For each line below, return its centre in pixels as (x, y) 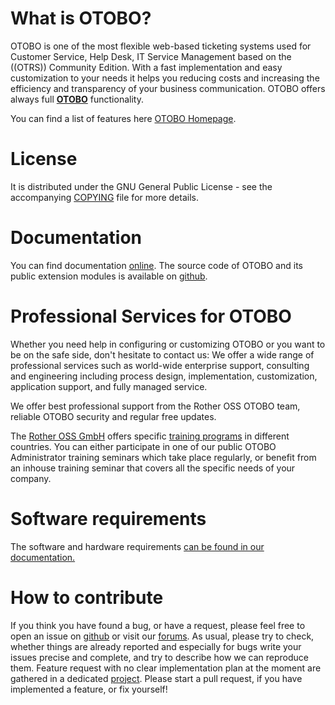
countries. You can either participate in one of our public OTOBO (143, 446)
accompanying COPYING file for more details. (104, 197)
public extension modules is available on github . (109, 276)
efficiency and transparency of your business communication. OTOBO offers (168, 88)
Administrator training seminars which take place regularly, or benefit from (163, 457)
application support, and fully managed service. (109, 386)
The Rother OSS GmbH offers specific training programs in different (150, 436)
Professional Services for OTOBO (151, 316)
